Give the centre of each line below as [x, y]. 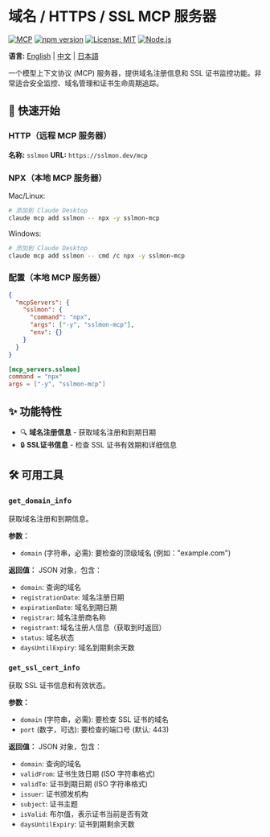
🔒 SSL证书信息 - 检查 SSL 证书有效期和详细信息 [98, 445]
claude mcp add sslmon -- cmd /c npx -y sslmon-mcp [96, 256]
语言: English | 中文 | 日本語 [53, 56]
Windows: [25, 233]
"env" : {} [46, 332]
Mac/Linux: [27, 196]
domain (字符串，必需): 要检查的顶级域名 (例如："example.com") [125, 553]
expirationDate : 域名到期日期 [69, 607]
